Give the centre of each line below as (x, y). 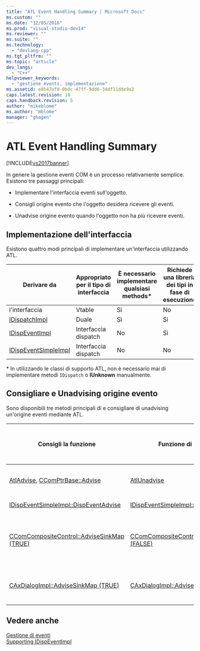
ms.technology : (25, 45)
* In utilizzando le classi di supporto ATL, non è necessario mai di (86, 368)
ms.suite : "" (22, 39)
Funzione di (175, 444)
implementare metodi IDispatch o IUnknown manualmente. (79, 375)
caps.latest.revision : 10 (38, 95)
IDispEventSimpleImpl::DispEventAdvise (65, 505)
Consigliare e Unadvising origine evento (82, 394)
